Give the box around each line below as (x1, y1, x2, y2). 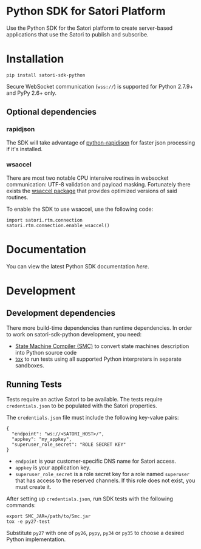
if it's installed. (6, 145, 43, 152)
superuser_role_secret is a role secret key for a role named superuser (15, 470, 190, 477)
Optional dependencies (6, 107, 97, 117)
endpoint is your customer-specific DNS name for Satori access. (15, 457, 177, 465)
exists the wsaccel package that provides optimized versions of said (6, 187, 177, 194)
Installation (6, 52, 64, 66)
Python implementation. (6, 536, 66, 543)
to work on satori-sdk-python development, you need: (6, 330, 141, 338)
